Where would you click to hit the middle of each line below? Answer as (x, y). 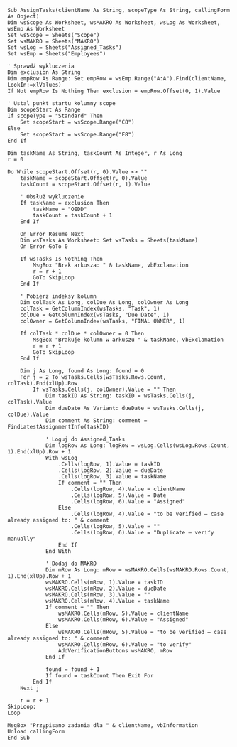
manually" (22, 539)
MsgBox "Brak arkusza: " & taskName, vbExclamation (111, 265)
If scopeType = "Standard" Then (55, 116)
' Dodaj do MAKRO (71, 564)
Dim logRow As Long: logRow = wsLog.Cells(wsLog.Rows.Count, (138, 446)
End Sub (19, 738)
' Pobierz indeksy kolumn (59, 296)
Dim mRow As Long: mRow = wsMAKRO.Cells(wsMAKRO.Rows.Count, (138, 570)
